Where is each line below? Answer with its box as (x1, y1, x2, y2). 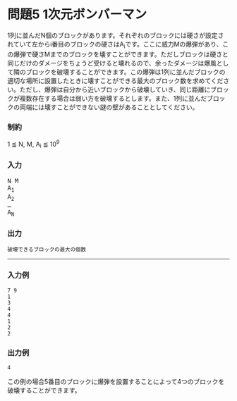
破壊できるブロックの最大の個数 (7, 246, 87, 254)
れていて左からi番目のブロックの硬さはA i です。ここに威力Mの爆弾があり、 (7, 39, 223, 50)
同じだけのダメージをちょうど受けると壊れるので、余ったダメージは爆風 (7, 58, 217, 67)
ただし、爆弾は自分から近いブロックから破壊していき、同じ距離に (19, 85, 211, 94)
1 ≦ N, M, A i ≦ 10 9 (7, 139, 60, 150)
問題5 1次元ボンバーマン (7, 6, 147, 23)
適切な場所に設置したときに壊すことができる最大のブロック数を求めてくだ (7, 76, 224, 85)
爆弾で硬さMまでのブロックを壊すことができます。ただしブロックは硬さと (13, 50, 229, 58)
